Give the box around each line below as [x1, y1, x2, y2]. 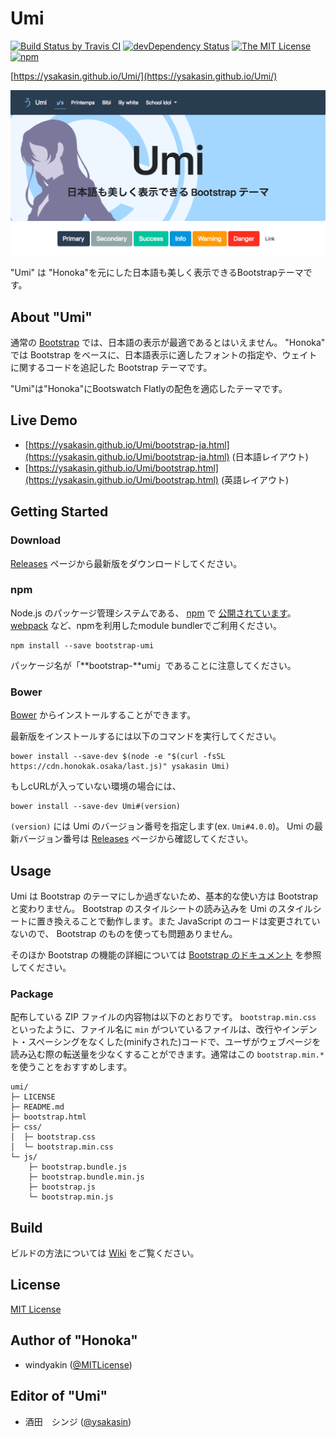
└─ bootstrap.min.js [28, 1192, 114, 1202]
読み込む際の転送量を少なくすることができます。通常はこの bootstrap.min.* [10, 1048, 325, 1061]
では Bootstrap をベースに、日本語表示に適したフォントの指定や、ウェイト [10, 349, 318, 361]
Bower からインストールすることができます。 [10, 709, 197, 721]
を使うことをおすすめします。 [10, 1061, 133, 1073]
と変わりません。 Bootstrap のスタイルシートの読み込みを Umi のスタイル [10, 902, 313, 914]
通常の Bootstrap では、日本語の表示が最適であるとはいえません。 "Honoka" [10, 337, 326, 349]
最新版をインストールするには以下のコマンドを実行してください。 [10, 730, 282, 742]
